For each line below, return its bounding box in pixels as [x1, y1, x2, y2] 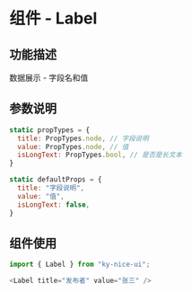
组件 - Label [9, 8, 98, 29]
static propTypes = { [9, 125, 91, 135]
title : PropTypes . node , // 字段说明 [17, 134, 150, 143]
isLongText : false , [17, 200, 91, 209]
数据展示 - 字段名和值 [9, 73, 89, 83]
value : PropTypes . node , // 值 [17, 142, 129, 151]
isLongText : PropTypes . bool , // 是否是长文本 [17, 150, 182, 160]
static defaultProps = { [9, 175, 102, 184]
